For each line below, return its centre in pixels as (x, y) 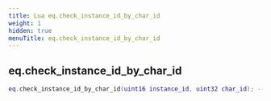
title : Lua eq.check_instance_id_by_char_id (84, 16)
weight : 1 (25, 23)
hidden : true (30, 30)
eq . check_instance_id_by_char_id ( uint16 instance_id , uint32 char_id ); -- (137, 89)
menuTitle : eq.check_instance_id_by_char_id (84, 38)
